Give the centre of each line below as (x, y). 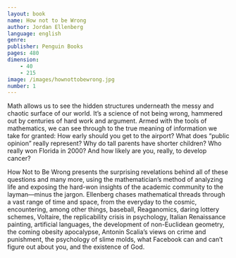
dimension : (23, 60)
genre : (17, 40)
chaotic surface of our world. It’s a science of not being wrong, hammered (115, 113)
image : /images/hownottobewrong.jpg (61, 79)
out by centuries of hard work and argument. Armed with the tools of (107, 121)
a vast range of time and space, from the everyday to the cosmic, (102, 202)
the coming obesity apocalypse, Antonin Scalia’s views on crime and (107, 232)
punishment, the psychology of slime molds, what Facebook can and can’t (115, 240)
